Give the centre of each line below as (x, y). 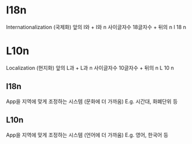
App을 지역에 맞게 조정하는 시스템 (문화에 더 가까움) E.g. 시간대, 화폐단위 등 (92, 101)
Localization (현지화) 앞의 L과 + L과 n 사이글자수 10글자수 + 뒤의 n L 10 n (90, 68)
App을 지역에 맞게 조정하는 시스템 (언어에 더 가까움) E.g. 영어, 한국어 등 (87, 135)
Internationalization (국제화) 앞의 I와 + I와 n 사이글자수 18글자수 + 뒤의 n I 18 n (96, 27)
